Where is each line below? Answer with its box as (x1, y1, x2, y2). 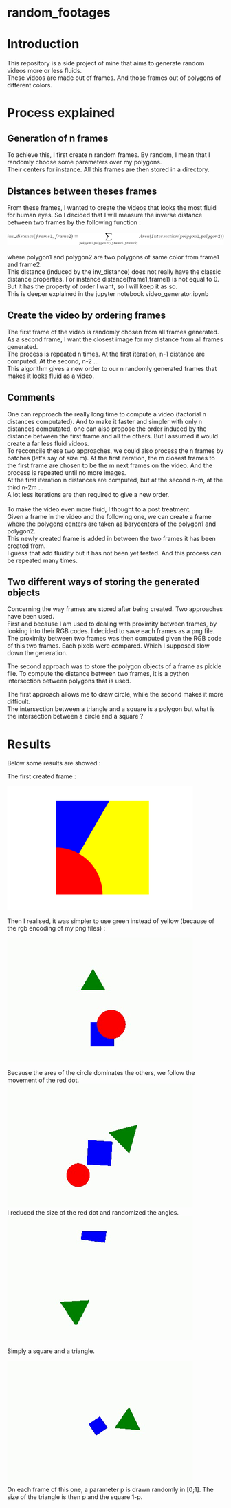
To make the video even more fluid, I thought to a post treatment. (7, 505, 191, 513)
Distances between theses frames (7, 185, 157, 197)
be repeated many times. (7, 556, 78, 564)
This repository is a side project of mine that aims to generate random (7, 59, 205, 67)
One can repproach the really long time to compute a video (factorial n (7, 410, 206, 418)
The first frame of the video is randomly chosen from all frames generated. (7, 328, 219, 336)
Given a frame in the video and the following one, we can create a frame (7, 512, 212, 520)
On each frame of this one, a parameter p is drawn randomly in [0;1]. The (7, 1485, 214, 1494)
